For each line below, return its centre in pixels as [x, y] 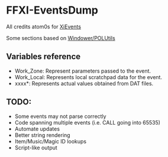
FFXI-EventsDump [52, 10]
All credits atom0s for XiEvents [44, 27]
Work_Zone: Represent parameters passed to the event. [83, 71]
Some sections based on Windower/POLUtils [61, 38]
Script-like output [36, 148]
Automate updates [37, 129]
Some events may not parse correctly [60, 116]
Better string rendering [42, 135]
